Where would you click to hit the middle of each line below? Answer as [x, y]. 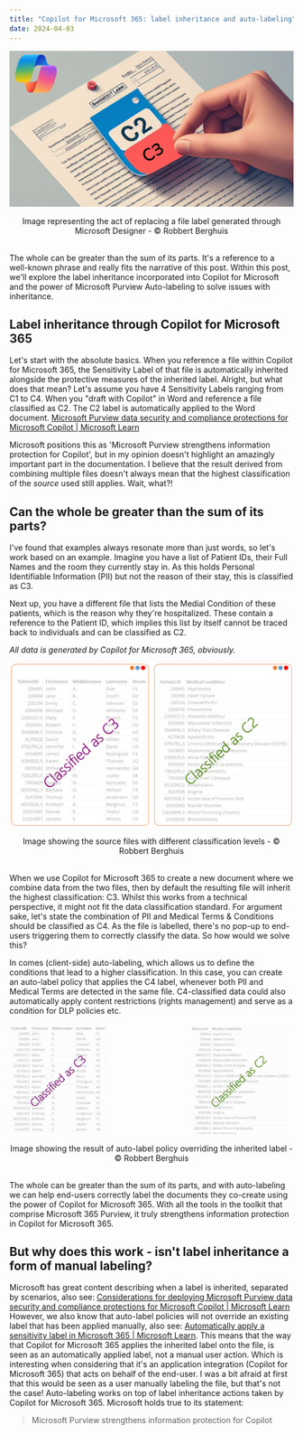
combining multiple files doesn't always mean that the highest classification [150, 473]
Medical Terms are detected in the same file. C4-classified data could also [147, 991]
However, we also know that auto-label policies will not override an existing [149, 1317]
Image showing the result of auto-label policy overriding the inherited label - [151, 1148]
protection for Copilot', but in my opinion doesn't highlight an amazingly [142, 455]
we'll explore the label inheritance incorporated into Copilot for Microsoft [144, 276]
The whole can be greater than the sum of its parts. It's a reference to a [142, 258]
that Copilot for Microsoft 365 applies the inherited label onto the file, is [142, 1345]
